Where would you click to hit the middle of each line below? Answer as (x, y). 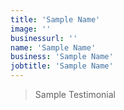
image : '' (31, 29)
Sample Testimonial (75, 94)
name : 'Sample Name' (53, 47)
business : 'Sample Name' (62, 57)
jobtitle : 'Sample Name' (62, 66)
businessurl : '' (44, 38)
